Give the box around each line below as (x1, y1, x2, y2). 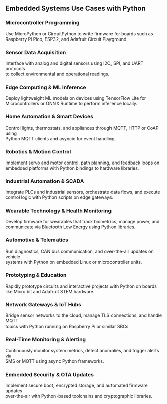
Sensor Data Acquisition (5, 49, 66, 56)
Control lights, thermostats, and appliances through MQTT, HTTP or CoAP (5, 125, 159, 131)
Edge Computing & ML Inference (5, 84, 87, 91)
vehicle (5, 253, 20, 260)
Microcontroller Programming (5, 19, 80, 26)
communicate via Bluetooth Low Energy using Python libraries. (5, 224, 136, 230)
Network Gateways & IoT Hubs (5, 301, 82, 308)
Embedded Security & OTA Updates (5, 371, 94, 378)
